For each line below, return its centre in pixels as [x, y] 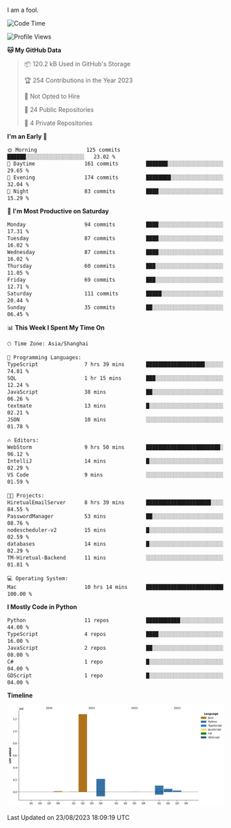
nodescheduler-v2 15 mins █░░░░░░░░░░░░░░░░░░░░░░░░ [115, 530]
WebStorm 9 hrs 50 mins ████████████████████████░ [115, 447]
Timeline [20, 695]
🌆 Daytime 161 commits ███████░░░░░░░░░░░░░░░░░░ [115, 164]
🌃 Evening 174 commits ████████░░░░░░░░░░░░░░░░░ [115, 177]
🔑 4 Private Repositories [58, 123]
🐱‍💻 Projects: [26, 496]
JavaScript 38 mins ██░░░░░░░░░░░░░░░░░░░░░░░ [115, 392]
